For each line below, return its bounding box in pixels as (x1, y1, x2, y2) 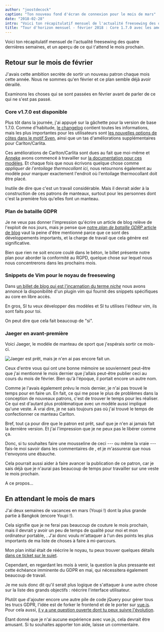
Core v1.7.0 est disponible (5, 108, 67, 115)
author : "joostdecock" (5, 7, 51, 12)
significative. (5, 240, 31, 246)
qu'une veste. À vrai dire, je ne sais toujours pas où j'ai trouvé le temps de (5, 406, 154, 412)
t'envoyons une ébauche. (5, 451, 56, 457)
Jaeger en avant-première (5, 330, 68, 337)
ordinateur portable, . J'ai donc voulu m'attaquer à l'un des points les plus (5, 532, 154, 538)
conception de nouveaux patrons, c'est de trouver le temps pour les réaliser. (5, 396, 159, 401)
